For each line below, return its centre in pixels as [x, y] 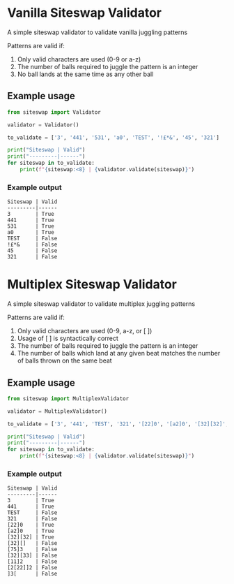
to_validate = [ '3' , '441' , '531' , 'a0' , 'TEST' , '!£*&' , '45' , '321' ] [113, 138]
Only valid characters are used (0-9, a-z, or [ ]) [85, 331]
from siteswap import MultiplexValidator [68, 399]
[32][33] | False [32, 556]
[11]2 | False [32, 562]
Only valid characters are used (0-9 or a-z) [79, 59]
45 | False [32, 251]
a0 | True [31, 233]
